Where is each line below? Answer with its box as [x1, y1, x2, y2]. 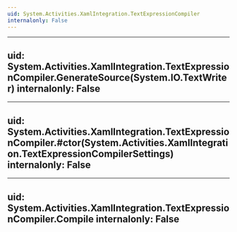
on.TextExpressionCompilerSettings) [7, 147, 174, 159]
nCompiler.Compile [7, 213, 94, 225]
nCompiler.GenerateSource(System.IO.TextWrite [7, 71, 227, 83]
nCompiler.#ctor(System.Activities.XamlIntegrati [7, 137, 229, 149]
